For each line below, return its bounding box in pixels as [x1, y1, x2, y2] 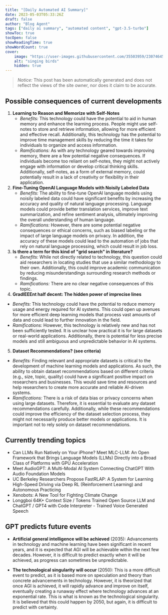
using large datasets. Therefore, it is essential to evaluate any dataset [12, 400, 156, 406]
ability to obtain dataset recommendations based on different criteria [12, 368, 154, 374]
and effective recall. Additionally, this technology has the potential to [19, 131, 161, 137]
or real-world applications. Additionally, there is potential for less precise [12, 333, 162, 339]
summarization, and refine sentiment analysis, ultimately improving [19, 211, 158, 217]
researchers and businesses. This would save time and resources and [12, 379, 156, 385]
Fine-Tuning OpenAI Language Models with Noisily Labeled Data [12, 184, 149, 190]
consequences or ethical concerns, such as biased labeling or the [19, 227, 156, 233]
